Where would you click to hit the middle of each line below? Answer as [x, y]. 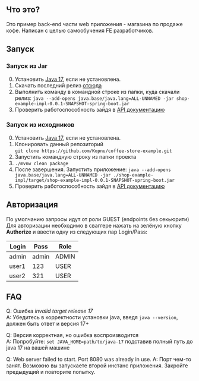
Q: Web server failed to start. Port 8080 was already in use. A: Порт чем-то [99, 360]
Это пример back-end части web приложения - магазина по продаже [94, 24]
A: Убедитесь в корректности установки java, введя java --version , [92, 317]
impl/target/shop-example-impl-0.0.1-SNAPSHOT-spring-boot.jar [95, 180]
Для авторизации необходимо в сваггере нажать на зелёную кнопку [94, 225]
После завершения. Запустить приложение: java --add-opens [93, 169]
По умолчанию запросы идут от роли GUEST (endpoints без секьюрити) [98, 219]
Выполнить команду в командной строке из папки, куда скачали [97, 92]
